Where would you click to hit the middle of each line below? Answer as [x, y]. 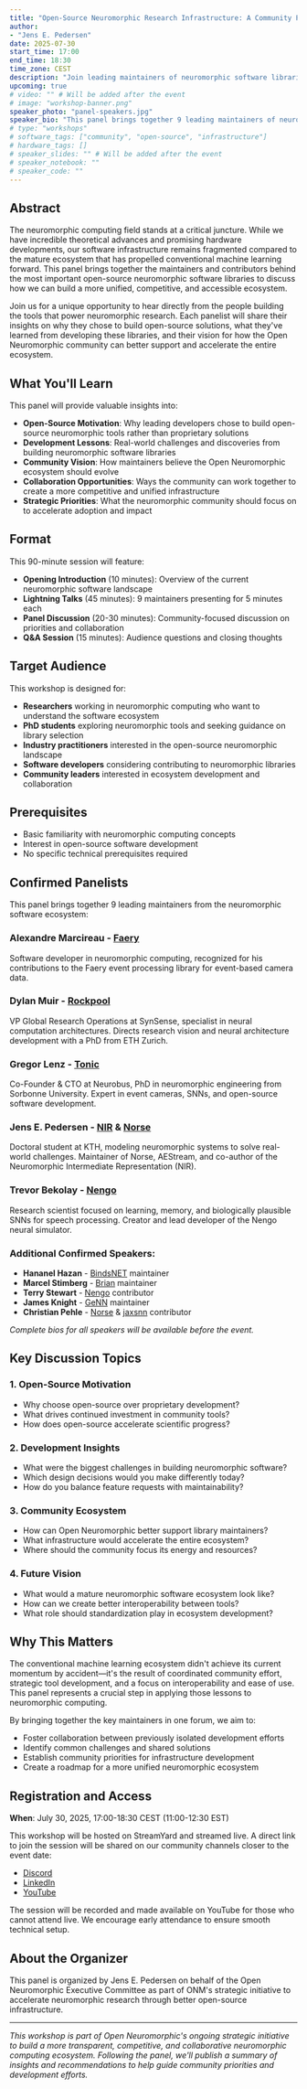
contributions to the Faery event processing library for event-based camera [152, 968]
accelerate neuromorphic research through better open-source [128, 2000]
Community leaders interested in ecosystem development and [141, 774]
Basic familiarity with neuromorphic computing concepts [129, 834]
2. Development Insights [65, 1448]
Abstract [35, 208]
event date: [31, 1855]
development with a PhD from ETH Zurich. [89, 1040]
